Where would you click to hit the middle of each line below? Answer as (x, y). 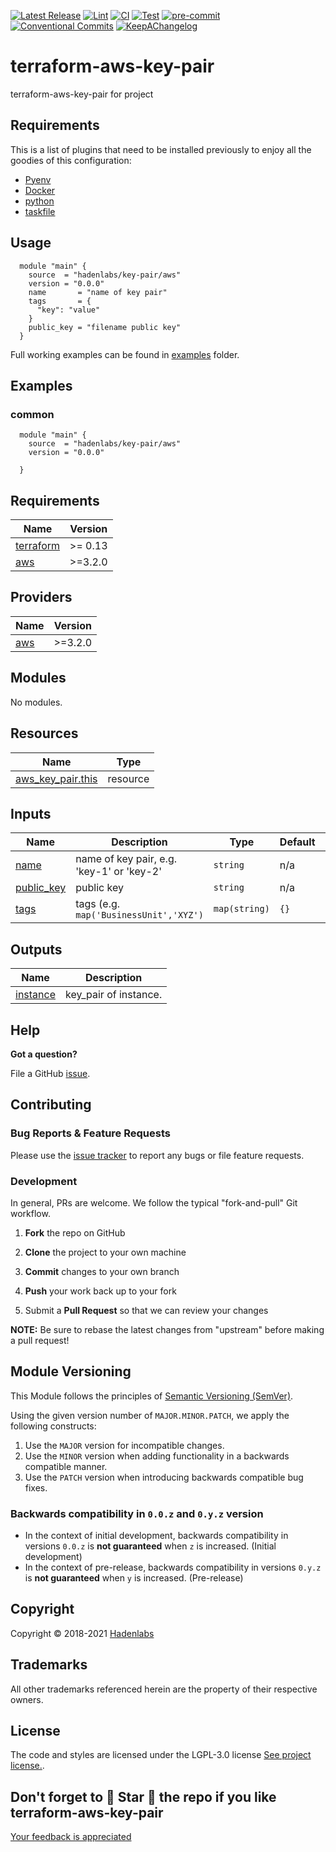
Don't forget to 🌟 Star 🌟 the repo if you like (143, 1796)
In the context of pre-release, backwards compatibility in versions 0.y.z (173, 1567)
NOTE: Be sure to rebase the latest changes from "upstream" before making (167, 1329)
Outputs (36, 949)
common (32, 414)
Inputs (31, 813)
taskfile (40, 211)
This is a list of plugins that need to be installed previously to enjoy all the (161, 149)
